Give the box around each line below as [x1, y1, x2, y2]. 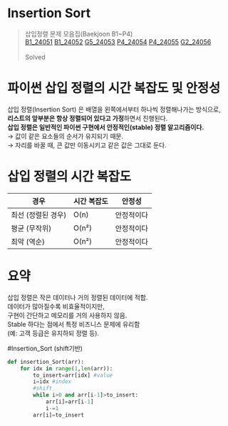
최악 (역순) [11, 237, 45, 247]
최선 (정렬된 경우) [11, 209, 67, 219]
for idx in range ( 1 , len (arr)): [20, 365, 113, 372]
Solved [24, 52, 46, 61]
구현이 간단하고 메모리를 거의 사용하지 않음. [7, 311, 128, 319]
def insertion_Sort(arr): [7, 358, 84, 365]
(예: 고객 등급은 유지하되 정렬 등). [7, 329, 100, 337]
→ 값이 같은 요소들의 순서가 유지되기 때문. [7, 132, 123, 140]
